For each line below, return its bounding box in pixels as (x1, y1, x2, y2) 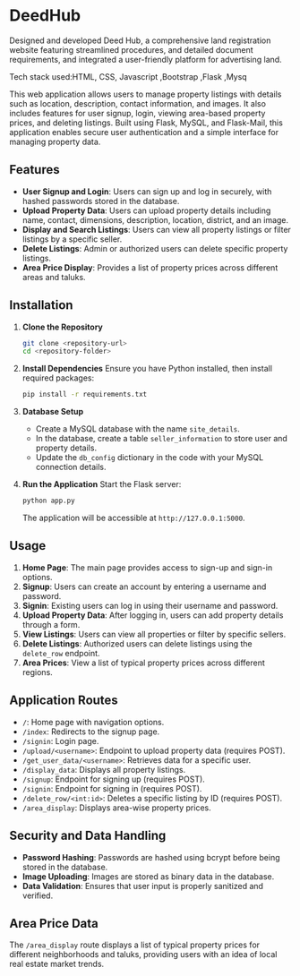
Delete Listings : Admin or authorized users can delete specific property (21, 243, 288, 253)
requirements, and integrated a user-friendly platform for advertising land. (9, 54, 282, 64)
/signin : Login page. (21, 735, 99, 746)
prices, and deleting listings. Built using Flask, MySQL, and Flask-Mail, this (9, 117, 284, 128)
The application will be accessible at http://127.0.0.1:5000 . (21, 512, 245, 524)
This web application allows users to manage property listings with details (9, 89, 282, 99)
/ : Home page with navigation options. (21, 716, 165, 727)
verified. (21, 890, 54, 901)
